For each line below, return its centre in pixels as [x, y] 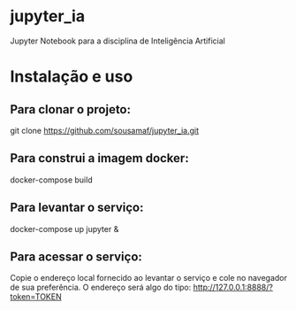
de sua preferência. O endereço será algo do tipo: [101, 287]
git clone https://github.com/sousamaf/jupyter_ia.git [105, 130]
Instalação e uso [72, 77]
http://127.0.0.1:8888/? [233, 287]
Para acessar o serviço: [76, 256]
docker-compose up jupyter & [65, 229]
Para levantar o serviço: [77, 208]
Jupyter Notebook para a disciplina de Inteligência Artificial [118, 41]
